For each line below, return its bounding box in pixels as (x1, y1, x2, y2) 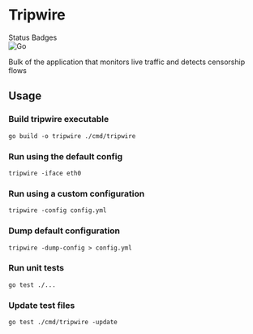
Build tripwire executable (8, 114, 109, 125)
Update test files (8, 299, 75, 310)
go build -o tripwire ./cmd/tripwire (8, 132, 136, 140)
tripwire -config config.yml (8, 206, 107, 215)
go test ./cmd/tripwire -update (8, 319, 118, 327)
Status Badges (8, 33, 58, 42)
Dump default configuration (8, 225, 120, 236)
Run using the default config (8, 150, 123, 162)
